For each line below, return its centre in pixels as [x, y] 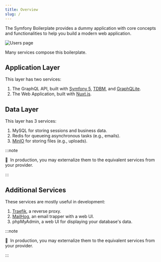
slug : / [13, 14]
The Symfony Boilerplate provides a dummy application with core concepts [80, 28]
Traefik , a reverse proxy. [37, 211]
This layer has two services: [33, 79]
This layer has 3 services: [31, 121]
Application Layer [32, 67]
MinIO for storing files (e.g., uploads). [50, 141]
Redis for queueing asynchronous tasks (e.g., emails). [66, 136]
